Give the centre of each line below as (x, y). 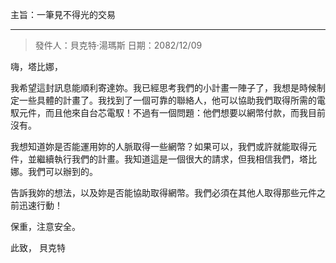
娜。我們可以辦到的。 (54, 171)
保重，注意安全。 (45, 226)
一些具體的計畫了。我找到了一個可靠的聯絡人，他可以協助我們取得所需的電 (172, 100)
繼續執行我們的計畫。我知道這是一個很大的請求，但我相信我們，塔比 (176, 159)
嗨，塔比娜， (36, 66)
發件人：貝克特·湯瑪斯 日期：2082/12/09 (118, 45)
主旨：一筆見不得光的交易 (63, 14)
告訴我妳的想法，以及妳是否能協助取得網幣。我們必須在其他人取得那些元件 (163, 192)
